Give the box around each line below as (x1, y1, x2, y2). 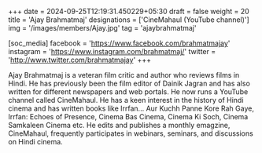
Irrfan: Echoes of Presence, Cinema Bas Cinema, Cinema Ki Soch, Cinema (8, 112, 249, 121)
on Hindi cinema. (8, 137, 63, 146)
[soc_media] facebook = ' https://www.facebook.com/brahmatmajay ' (8, 38, 231, 48)
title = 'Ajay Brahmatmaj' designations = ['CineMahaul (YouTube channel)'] (8, 15, 249, 24)
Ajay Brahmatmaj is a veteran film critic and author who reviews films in (8, 71, 240, 79)
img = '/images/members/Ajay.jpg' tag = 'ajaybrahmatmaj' (8, 24, 197, 32)
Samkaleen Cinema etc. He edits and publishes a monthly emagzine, (8, 121, 231, 129)
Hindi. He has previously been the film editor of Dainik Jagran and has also (8, 78, 250, 88)
